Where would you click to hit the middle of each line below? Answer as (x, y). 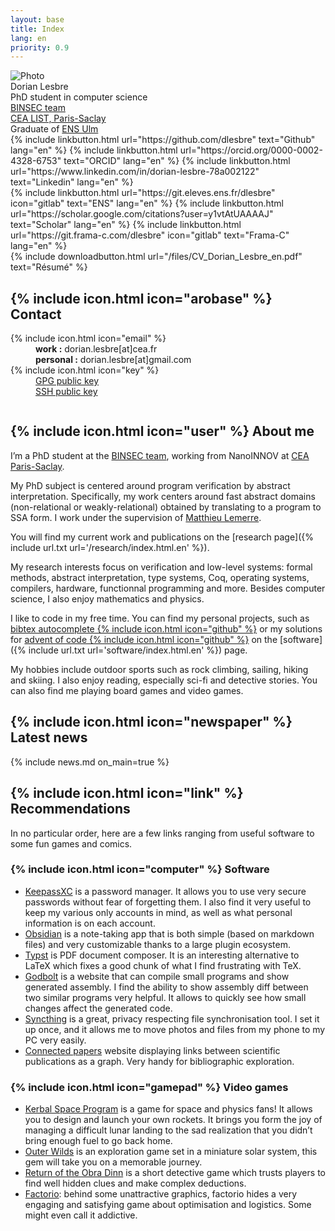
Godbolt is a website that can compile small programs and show (157, 976)
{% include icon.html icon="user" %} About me (162, 431)
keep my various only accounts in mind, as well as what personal (158, 912)
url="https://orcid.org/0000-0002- (251, 150)
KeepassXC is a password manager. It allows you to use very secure (165, 891)
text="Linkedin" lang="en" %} (72, 182)
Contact (36, 314)
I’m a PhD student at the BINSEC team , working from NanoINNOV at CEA (160, 455)
